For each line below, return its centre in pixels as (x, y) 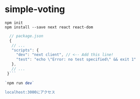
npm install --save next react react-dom (49, 27)
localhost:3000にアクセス (30, 92)
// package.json (26, 36)
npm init (14, 23)
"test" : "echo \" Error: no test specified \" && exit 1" (76, 60)
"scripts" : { (25, 50)
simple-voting (35, 9)
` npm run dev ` (20, 83)
